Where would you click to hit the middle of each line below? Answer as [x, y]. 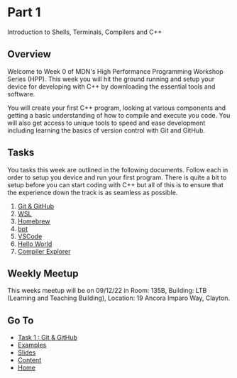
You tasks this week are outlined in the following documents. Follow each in [118, 169]
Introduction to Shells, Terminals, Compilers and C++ [85, 32]
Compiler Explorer [44, 251]
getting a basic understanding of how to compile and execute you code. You [119, 115]
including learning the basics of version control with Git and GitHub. [106, 130]
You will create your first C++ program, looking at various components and [116, 108]
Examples [32, 345]
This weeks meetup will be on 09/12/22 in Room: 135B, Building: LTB [107, 291]
